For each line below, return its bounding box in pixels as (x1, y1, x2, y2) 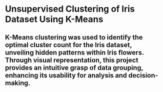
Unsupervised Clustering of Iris (5, 3, 135, 15)
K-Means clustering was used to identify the (5, 33, 143, 41)
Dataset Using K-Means (5, 14, 103, 25)
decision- (128, 71, 159, 79)
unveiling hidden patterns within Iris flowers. (5, 48, 144, 56)
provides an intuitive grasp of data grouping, (5, 63, 143, 72)
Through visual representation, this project (5, 56, 139, 64)
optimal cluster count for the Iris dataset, (5, 40, 132, 49)
